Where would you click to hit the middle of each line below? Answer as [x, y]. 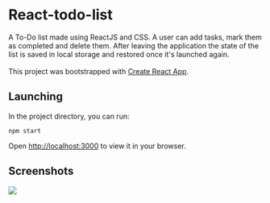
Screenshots [41, 171]
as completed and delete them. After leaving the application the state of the [134, 45]
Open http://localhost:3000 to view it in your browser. [98, 146]
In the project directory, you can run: [69, 116]
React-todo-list [60, 15]
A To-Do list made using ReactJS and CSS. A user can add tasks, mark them [135, 37]
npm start [25, 130]
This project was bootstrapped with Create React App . [99, 71]
